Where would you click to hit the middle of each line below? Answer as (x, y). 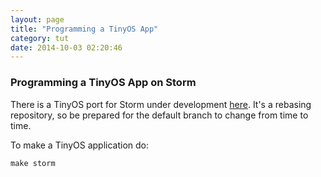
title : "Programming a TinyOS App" (84, 29)
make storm (33, 163)
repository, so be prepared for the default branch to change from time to (159, 115)
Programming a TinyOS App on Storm (103, 83)
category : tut (40, 38)
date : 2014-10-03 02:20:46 (66, 47)
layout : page (37, 19)
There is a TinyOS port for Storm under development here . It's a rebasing (161, 104)
